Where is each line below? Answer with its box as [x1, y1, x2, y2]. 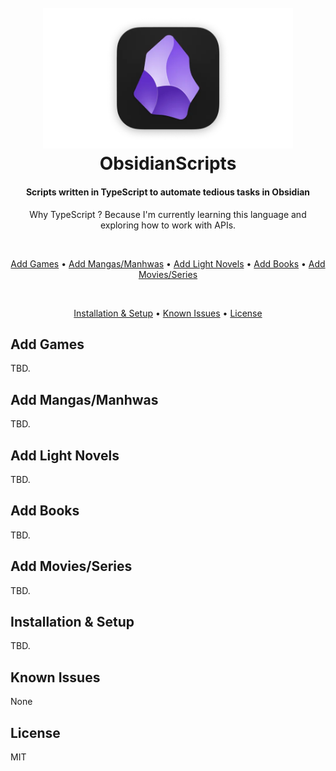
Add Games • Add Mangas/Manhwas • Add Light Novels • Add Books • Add [10, 257, 326, 270]
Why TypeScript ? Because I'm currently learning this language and [29, 208, 307, 220]
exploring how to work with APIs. [99, 219, 237, 231]
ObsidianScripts [99, 152, 237, 175]
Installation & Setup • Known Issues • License [73, 307, 263, 319]
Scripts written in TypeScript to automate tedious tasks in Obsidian [25, 186, 311, 198]
